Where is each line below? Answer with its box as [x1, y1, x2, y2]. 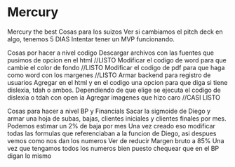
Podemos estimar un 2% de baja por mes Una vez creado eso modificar [7, 121, 216, 130]
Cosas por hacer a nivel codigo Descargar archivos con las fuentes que [7, 48, 214, 57]
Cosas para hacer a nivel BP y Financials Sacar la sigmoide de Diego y [7, 107, 211, 115]
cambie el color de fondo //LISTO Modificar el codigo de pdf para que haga [7, 63, 225, 72]
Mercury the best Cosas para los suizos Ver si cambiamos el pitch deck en [7, 27, 223, 36]
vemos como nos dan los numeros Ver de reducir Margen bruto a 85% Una [7, 136, 224, 145]
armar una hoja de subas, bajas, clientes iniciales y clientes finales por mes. [7, 114, 227, 123]
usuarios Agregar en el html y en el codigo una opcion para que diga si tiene [7, 78, 228, 86]
